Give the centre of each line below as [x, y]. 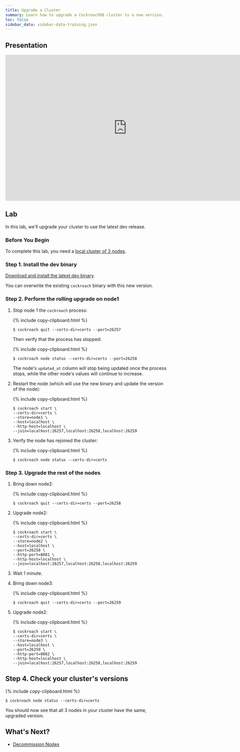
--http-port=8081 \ [34, 555]
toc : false [17, 20]
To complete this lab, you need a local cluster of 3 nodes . [66, 251]
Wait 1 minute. [27, 574]
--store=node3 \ [30, 641]
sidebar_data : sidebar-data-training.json [51, 24]
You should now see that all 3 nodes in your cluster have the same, [76, 710]
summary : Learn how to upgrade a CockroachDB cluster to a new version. [85, 15]
